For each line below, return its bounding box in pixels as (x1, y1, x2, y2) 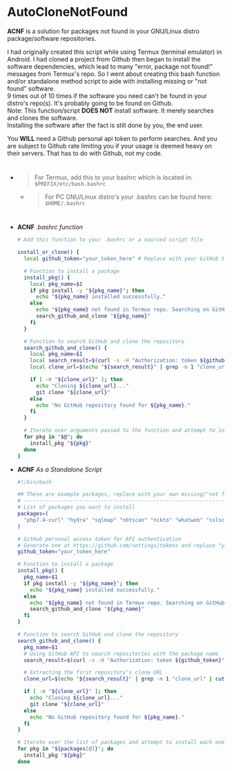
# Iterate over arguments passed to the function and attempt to (23, 427, 215, 434)
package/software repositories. (7, 34, 97, 42)
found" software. (7, 84, 55, 92)
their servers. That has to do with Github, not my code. (7, 149, 163, 157)
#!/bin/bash (17, 478, 52, 485)
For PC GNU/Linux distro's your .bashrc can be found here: (44, 193, 213, 201)
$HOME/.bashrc (44, 200, 86, 207)
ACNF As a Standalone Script (17, 465, 102, 474)
